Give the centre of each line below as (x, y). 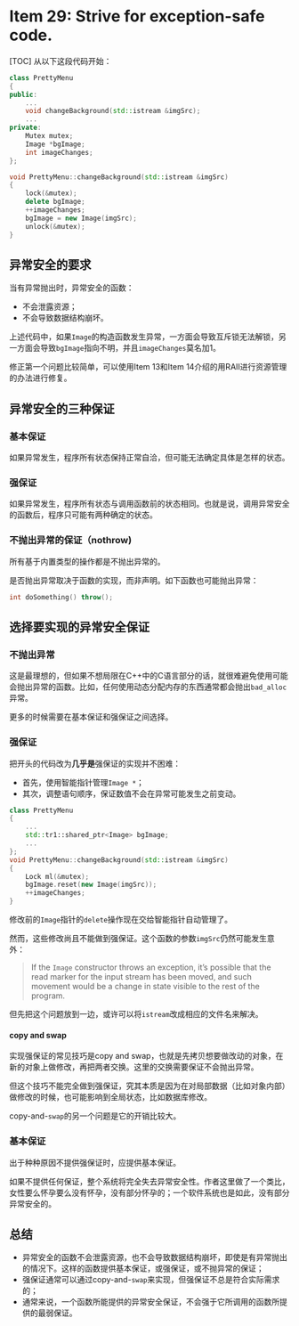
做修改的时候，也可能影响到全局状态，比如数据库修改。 (110, 1097)
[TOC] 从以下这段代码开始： (61, 61)
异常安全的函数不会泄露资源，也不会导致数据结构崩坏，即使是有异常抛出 (154, 1257)
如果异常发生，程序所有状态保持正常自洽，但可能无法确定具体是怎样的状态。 (149, 458)
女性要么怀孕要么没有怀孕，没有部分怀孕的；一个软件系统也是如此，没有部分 (149, 1192)
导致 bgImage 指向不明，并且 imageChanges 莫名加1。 (130, 348)
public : (24, 94)
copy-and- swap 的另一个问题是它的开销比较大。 (95, 1116)
